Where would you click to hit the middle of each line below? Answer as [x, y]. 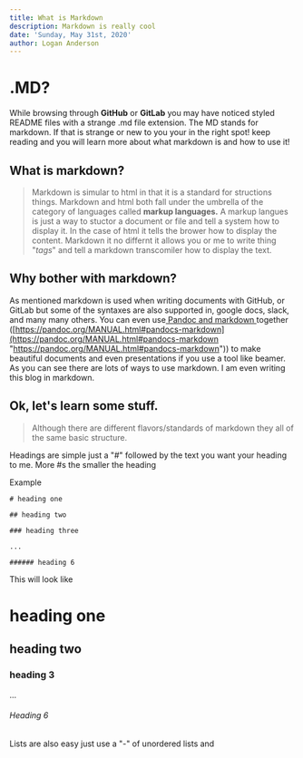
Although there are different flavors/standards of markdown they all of [163, 428]
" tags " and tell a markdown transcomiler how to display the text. [151, 250]
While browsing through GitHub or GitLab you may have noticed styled [142, 113]
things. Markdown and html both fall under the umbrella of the [147, 202]
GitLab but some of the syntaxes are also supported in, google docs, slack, [150, 310]
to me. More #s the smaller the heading [83, 464]
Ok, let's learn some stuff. [84, 406]
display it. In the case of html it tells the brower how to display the [154, 231]
